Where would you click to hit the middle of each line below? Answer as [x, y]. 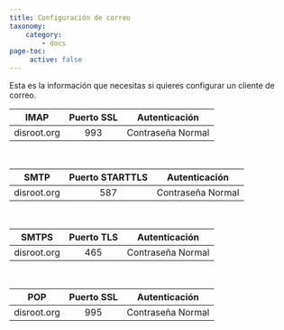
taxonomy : [28, 26]
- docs [54, 43]
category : [44, 34]
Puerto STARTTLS [109, 177]
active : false [56, 60]
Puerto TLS [94, 237]
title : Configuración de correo [70, 18]
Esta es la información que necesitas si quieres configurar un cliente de [142, 85]
